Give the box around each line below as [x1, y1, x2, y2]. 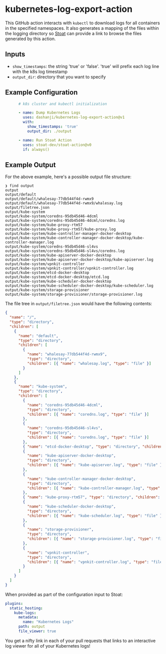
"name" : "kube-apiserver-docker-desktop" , [27, 453, 116, 458]
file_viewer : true [18, 629, 56, 634]
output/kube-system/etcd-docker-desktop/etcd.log [5, 274, 110, 280]
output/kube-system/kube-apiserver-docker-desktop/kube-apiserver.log [5, 257, 154, 262]
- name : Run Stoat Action [18, 137, 72, 142]
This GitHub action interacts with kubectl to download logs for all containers [5, 20, 160, 26]
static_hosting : [9, 605, 43, 611]
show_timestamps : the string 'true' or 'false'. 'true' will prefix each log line [12, 63, 160, 69]
